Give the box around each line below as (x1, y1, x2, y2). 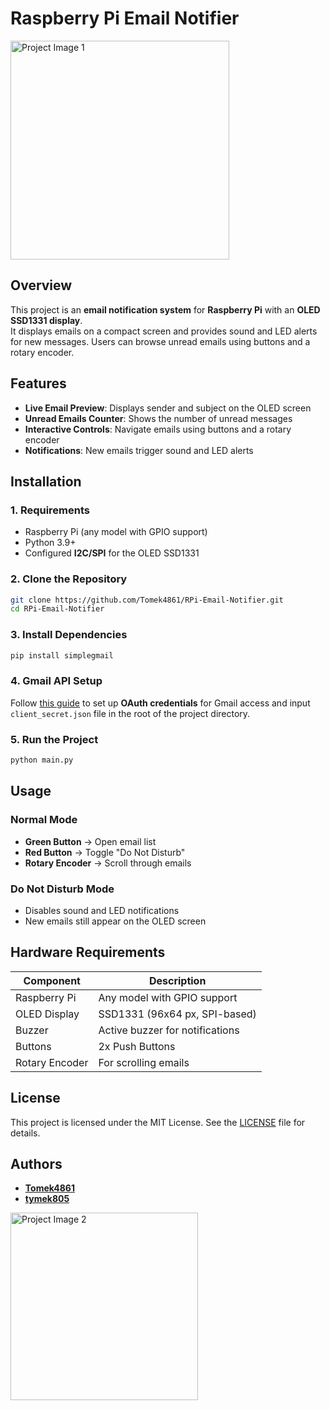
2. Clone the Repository (10, 572, 128, 586)
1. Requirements (10, 503, 91, 517)
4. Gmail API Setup (10, 674, 103, 688)
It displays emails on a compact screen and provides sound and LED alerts (10, 325, 318, 337)
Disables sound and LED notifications (24, 904, 180, 916)
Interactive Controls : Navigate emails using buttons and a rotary (24, 423, 292, 435)
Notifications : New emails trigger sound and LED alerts (24, 444, 254, 456)
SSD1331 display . (10, 314, 83, 326)
